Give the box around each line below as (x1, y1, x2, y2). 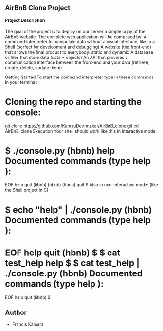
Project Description (5, 17, 45, 23)
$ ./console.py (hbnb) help (5, 145, 115, 156)
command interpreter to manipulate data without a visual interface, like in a (5, 39, 155, 44)
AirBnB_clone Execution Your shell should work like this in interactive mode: (5, 128, 157, 134)
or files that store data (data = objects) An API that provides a (5, 54, 128, 60)
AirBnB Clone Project (5, 4, 71, 12)
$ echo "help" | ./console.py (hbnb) (5, 204, 152, 215)
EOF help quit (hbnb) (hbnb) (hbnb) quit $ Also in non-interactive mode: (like (5, 182, 158, 188)
